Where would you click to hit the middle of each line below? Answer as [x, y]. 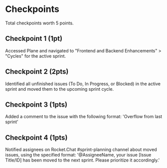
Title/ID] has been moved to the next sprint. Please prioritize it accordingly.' [83, 160]
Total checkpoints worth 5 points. [39, 23]
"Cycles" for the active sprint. [36, 56]
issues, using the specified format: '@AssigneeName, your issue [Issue [78, 155]
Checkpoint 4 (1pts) [36, 137]
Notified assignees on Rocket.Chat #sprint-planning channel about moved [81, 150]
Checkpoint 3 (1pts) [36, 104]
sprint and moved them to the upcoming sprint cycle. [59, 89]
